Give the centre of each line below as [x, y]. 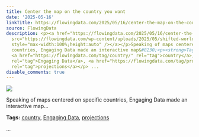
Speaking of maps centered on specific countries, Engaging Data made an [97, 100]
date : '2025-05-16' [30, 17]
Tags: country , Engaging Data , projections [58, 118]
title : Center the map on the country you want [66, 12]
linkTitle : [20, 22]
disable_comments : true [36, 72]
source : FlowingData [32, 28]
